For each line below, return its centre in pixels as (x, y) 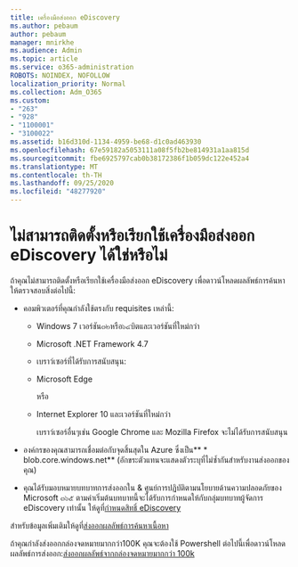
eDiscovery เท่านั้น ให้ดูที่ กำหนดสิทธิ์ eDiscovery (102, 507)
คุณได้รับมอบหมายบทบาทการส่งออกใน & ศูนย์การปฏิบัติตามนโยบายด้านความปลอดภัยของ (153, 488)
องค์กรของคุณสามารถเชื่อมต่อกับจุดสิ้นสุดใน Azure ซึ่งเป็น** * (115, 449)
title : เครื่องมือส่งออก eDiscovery (65, 17)
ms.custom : (30, 100)
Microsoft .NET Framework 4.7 (93, 343)
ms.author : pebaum (44, 26)
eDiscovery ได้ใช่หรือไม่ (89, 255)
